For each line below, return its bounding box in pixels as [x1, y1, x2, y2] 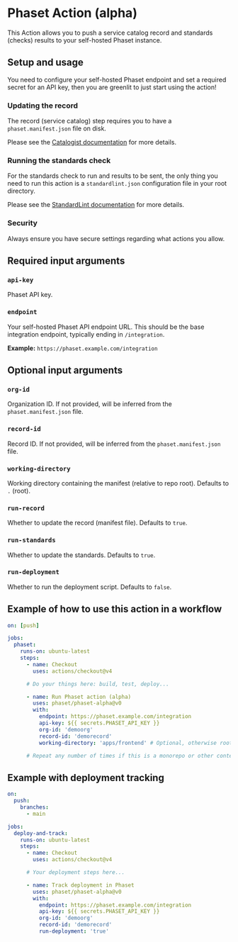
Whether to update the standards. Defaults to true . [7, 551, 156, 559]
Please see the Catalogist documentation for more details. [7, 138, 177, 147]
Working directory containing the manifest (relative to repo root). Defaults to [7, 478, 229, 487]
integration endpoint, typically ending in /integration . [7, 330, 165, 338]
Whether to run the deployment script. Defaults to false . [7, 583, 172, 591]
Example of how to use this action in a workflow [7, 603, 222, 615]
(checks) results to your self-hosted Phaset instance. [7, 35, 162, 44]
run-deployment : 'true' [38, 928, 110, 935]
